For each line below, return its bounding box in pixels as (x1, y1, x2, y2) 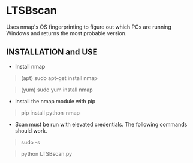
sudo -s (20, 139, 41, 146)
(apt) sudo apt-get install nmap (20, 74, 98, 81)
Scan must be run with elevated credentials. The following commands (14, 121, 188, 128)
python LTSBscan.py (20, 150, 73, 157)
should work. (14, 127, 47, 134)
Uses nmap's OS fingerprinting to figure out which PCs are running (6, 23, 172, 30)
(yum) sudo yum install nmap (20, 86, 93, 93)
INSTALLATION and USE (6, 47, 98, 57)
